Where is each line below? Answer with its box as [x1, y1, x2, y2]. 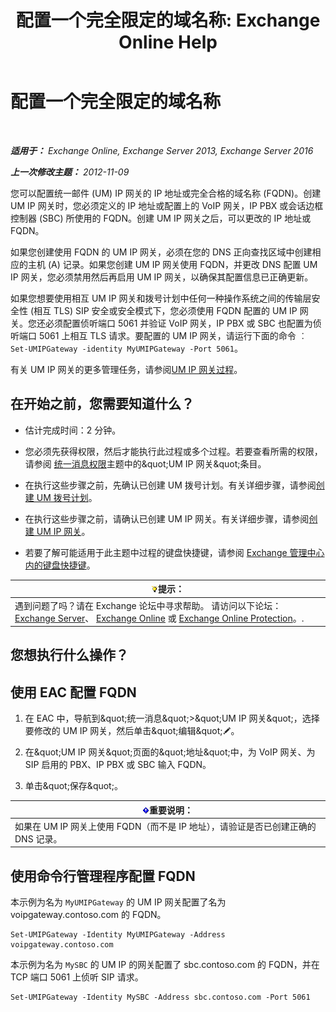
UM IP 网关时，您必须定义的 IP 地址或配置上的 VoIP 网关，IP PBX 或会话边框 [10, 199, 324, 211]
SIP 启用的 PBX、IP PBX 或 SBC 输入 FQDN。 [24, 759, 212, 771]
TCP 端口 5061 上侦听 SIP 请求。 [10, 971, 144, 983]
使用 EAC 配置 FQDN [10, 684, 137, 701]
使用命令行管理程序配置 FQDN [10, 867, 196, 885]
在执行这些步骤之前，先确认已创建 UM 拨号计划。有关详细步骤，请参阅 [24, 479, 317, 491]
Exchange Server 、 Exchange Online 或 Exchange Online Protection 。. [14, 612, 305, 624]
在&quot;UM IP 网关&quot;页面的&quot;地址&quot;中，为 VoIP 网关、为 [24, 746, 316, 758]
